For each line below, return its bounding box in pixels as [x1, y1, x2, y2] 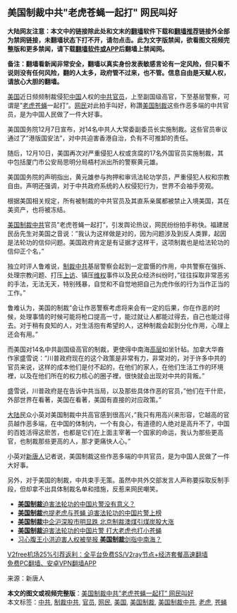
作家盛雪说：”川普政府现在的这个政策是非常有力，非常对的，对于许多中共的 [7, 354, 227, 362]
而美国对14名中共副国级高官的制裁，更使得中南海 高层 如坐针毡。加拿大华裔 [7, 345, 224, 354]
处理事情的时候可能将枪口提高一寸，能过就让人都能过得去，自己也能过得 [19, 312, 230, 320]
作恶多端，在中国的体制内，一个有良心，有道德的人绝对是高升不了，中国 [19, 419, 230, 428]
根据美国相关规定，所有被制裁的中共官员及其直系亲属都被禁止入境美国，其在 [7, 197, 230, 205]
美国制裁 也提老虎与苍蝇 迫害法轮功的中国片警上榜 [17, 508, 162, 517]
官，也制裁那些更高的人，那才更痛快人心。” [7, 437, 131, 445]
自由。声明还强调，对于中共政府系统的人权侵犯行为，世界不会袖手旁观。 [7, 181, 217, 189]
